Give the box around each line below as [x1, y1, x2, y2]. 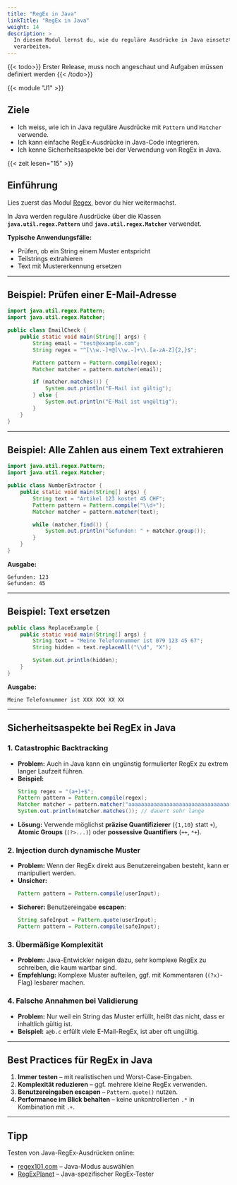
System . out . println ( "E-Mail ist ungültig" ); [44, 398, 178, 406]
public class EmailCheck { [7, 327, 87, 334]
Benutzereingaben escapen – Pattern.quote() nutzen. [17, 1088, 178, 1096]
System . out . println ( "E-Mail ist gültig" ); [44, 385, 172, 392]
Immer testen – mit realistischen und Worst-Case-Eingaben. [17, 1073, 193, 1081]
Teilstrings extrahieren [17, 254, 83, 263]
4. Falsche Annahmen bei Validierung [7, 996, 139, 1006]
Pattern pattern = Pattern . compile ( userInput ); [17, 890, 161, 897]
